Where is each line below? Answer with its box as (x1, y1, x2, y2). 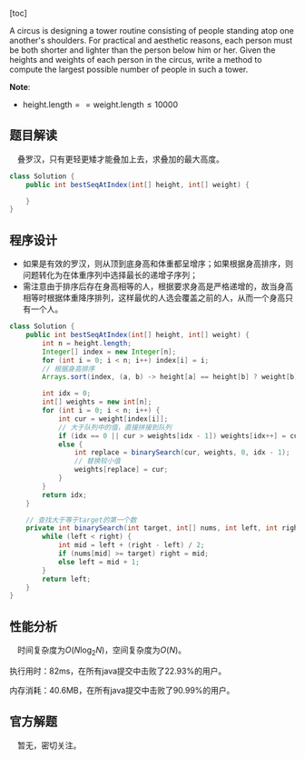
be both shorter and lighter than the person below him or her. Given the (9, 45, 276, 55)
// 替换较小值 (74, 456, 121, 466)
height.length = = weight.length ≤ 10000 (22, 99, 179, 110)
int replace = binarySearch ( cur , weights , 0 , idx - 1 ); (74, 448, 290, 457)
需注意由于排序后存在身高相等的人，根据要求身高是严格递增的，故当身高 (22, 281, 293, 292)
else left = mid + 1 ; (57, 557, 141, 566)
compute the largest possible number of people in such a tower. (9, 64, 249, 75)
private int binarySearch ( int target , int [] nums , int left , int (25, 524, 279, 533)
